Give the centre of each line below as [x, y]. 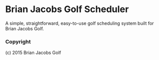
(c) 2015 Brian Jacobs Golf [33, 53]
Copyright [18, 41]
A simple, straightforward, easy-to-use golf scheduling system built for [80, 23]
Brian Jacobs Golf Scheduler [67, 9]
